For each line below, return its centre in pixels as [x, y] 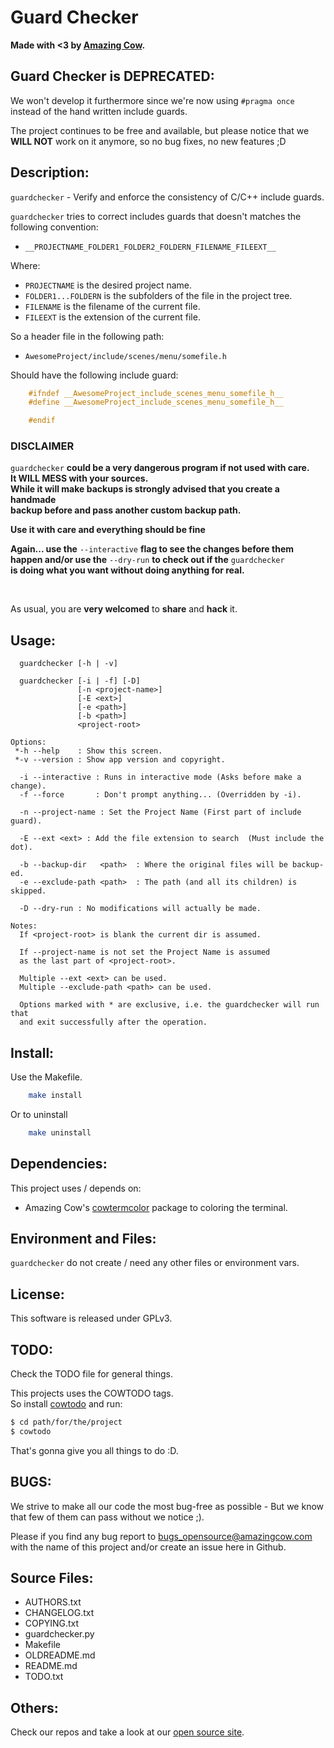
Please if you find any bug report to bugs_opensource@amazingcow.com [161, 1536]
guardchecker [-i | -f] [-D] [80, 681]
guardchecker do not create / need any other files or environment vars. [155, 1263]
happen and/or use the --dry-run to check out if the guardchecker [147, 560]
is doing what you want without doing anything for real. [127, 570]
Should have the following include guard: [94, 375]
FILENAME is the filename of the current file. [112, 306]
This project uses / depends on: [76, 1188]
